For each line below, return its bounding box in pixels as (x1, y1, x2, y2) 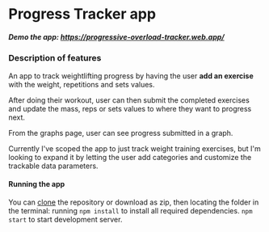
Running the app (8, 179, 65, 189)
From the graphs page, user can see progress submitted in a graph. (8, 128, 233, 137)
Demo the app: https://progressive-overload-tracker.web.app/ (8, 32, 225, 41)
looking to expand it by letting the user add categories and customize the (8, 152, 252, 162)
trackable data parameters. (8, 161, 99, 171)
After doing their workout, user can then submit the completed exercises (8, 95, 250, 105)
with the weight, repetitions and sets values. (8, 79, 155, 89)
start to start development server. (8, 214, 123, 224)
